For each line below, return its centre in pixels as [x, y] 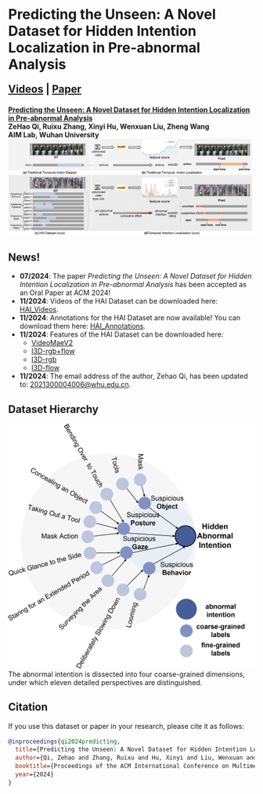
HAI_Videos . [39, 310]
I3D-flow [45, 368]
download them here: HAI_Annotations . [83, 326]
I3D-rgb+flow [53, 351]
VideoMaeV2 [52, 343]
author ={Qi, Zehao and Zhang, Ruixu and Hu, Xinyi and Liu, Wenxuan [129, 758]
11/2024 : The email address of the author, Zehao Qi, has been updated [133, 376]
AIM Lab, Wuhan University [54, 135]
